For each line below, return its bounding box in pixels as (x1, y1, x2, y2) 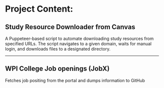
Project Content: (5, 3, 73, 15)
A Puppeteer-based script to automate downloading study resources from (5, 35, 154, 41)
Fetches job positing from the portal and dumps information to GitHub (5, 77, 145, 83)
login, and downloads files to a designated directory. (5, 46, 111, 52)
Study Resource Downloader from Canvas (5, 23, 136, 31)
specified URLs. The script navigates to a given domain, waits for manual (5, 41, 152, 47)
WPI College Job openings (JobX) (5, 65, 110, 73)
